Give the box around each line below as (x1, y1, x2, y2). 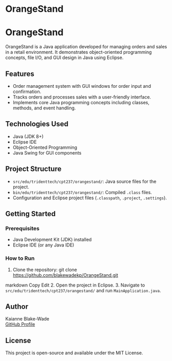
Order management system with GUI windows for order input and (12, 83, 151, 89)
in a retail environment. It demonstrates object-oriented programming (5, 49, 152, 55)
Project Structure (5, 165, 62, 174)
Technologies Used (5, 120, 68, 128)
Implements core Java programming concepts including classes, (12, 99, 150, 105)
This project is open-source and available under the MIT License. (5, 350, 143, 356)
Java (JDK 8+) (12, 133, 44, 139)
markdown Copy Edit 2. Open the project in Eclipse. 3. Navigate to (5, 282, 145, 288)
